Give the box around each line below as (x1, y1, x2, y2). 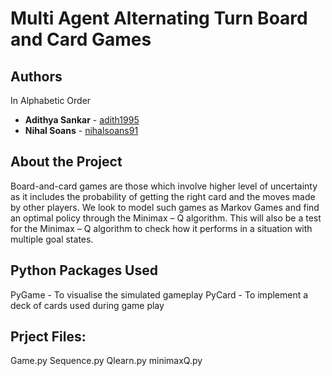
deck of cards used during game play (10, 299, 165, 311)
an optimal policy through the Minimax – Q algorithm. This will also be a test (10, 212, 322, 224)
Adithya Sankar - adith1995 (24, 114, 140, 126)
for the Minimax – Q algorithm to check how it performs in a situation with (10, 222, 313, 234)
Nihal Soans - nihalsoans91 (24, 125, 139, 136)
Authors (10, 68, 63, 85)
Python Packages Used (10, 262, 159, 279)
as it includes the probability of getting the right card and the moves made (10, 190, 316, 202)
